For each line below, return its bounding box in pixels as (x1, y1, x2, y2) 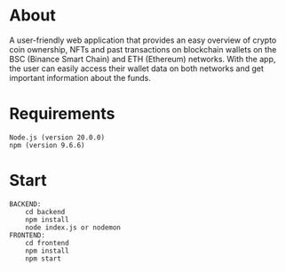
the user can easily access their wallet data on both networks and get (9, 63, 265, 74)
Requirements (9, 104, 115, 124)
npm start (25, 254, 62, 263)
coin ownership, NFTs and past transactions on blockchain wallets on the (9, 44, 277, 54)
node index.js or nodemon (25, 223, 122, 232)
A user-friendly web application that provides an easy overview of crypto (9, 35, 277, 45)
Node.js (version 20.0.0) (9, 132, 105, 142)
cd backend (25, 207, 66, 216)
